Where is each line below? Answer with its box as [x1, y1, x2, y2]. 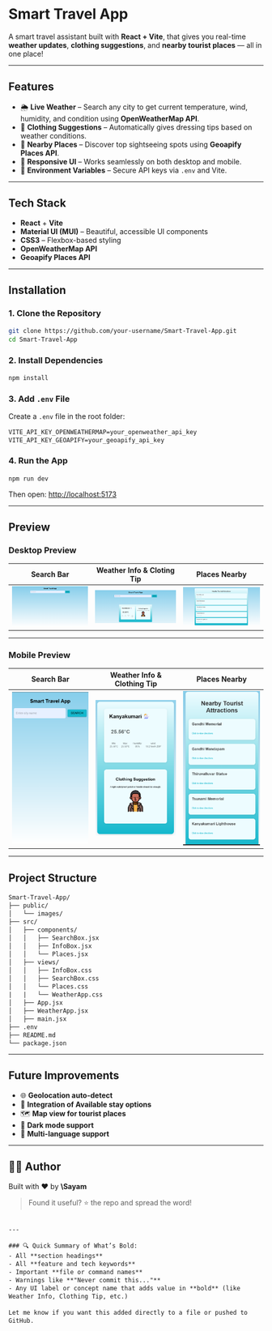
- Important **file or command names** [8, 1268, 143, 1276]
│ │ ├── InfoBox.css [8, 966, 92, 975]
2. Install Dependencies [8, 354, 104, 365]
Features [8, 80, 54, 94]
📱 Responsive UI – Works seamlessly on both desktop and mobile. [19, 156, 242, 166]
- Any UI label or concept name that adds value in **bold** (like [8, 1284, 241, 1292]
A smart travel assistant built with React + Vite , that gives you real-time [8, 32, 247, 41]
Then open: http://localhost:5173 [8, 489, 117, 499]
